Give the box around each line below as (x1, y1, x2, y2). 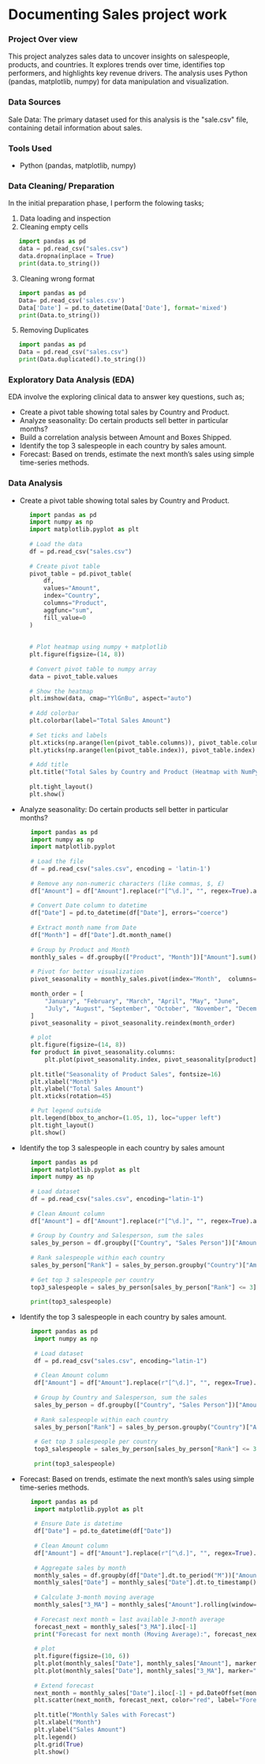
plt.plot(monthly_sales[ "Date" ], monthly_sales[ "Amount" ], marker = (34, 1660, 260, 1668)
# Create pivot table (28, 562, 101, 570)
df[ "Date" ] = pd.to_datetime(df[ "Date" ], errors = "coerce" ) (30, 909, 229, 917)
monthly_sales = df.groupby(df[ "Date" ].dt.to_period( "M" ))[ (34, 1571, 236, 1579)
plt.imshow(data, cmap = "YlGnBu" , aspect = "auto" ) (28, 694, 192, 703)
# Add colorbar (28, 709, 80, 717)
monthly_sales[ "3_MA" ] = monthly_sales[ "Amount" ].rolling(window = (34, 1601, 257, 1609)
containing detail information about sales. (8, 123, 143, 132)
